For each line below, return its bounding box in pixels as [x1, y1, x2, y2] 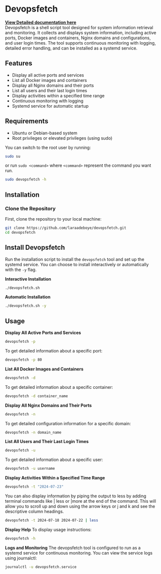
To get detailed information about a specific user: [5, 457, 103, 462]
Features [5, 59, 32, 67]
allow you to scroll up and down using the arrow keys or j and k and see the [5, 503, 156, 509]
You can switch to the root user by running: [5, 144, 91, 150]
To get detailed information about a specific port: [5, 348, 102, 353]
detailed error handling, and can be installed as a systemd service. [5, 45, 138, 51]
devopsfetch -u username [5, 466, 55, 471]
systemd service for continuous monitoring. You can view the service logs [5, 550, 153, 556]
